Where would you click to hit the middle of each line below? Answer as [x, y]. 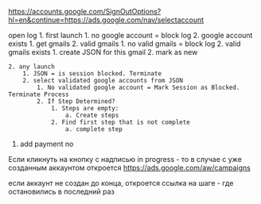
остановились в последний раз [62, 191]
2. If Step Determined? [76, 102]
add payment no [47, 144]
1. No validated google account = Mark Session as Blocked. [138, 87]
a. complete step [94, 129]
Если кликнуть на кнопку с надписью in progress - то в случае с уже [125, 159]
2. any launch [32, 67]
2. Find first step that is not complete [121, 122]
